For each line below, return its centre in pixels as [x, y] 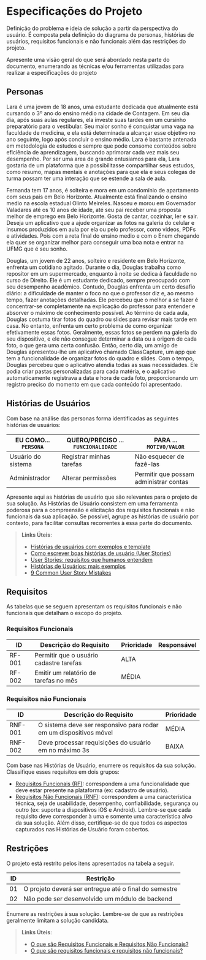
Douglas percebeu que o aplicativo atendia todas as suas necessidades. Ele [102, 365]
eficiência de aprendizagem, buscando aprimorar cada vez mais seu [93, 152]
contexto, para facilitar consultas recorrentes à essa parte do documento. [100, 523]
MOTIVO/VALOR [166, 447]
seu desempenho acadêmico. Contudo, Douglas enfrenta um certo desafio [101, 287]
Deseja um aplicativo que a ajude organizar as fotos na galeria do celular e [101, 222]
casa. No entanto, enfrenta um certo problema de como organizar [90, 325]
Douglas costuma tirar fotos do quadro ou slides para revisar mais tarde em [102, 319]
